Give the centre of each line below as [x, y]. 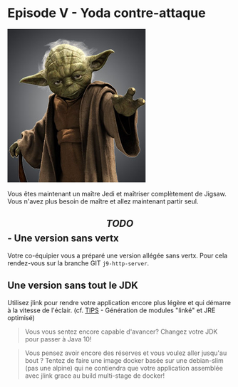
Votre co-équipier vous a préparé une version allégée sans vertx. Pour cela [118, 255]
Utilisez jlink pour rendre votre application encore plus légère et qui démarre [119, 302]
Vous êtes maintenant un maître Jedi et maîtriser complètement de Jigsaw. [117, 193]
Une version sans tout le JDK [73, 286]
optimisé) [21, 317]
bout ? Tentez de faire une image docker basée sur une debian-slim [124, 360]
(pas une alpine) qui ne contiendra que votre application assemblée [124, 368]
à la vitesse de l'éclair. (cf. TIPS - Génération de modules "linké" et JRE [112, 310]
